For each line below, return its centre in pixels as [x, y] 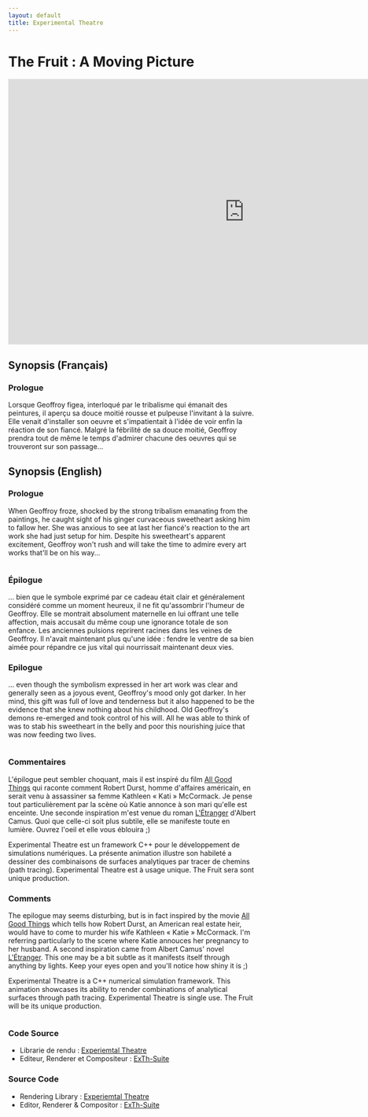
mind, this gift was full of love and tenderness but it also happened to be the [131, 702]
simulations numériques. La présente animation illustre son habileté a [120, 853]
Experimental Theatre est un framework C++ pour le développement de [124, 844]
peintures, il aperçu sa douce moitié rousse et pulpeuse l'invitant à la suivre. [131, 413]
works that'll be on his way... [54, 552]
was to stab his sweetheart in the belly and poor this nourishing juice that [127, 726]
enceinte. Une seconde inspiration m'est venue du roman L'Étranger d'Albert [132, 813]
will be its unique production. [55, 1006]
